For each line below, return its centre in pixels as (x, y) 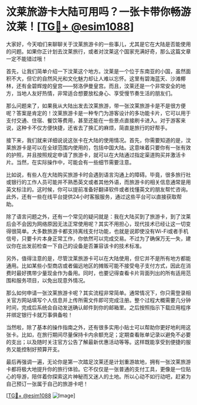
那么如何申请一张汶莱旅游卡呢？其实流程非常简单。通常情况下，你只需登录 (96, 293)
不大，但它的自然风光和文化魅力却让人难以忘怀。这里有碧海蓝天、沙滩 (96, 78)
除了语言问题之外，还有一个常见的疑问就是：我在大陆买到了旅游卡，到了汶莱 (98, 216)
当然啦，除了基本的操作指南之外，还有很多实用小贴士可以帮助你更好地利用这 (98, 327)
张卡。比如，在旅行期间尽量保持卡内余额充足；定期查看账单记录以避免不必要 (98, 335)
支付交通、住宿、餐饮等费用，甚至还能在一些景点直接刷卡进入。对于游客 (93, 120)
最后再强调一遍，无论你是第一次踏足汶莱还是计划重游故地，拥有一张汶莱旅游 (98, 362)
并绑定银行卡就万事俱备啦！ (40, 315)
